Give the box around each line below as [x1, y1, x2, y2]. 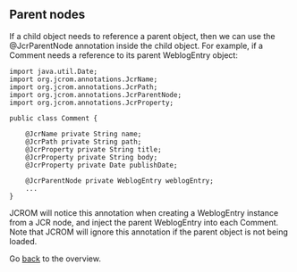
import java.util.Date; [9, 67, 98, 76]
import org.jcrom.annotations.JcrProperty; [9, 98, 174, 107]
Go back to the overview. [9, 253, 101, 264]
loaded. [9, 235, 38, 246]
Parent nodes [9, 7, 86, 22]
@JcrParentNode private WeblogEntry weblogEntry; [25, 176, 215, 185]
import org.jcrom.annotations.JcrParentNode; [9, 90, 182, 99]
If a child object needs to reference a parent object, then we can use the [9, 30, 276, 41]
